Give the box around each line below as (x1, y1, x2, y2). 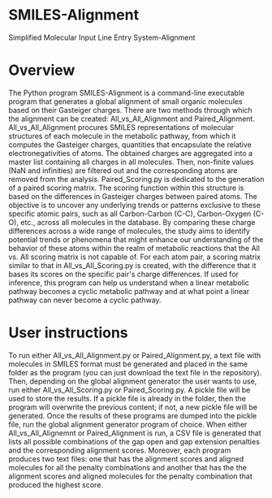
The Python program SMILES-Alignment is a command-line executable (8, 88, 245, 97)
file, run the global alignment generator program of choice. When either (8, 419, 248, 429)
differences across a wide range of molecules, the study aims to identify (8, 226, 250, 236)
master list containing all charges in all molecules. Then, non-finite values (8, 157, 254, 167)
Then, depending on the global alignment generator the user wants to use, (8, 376, 257, 386)
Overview (8, 61, 76, 80)
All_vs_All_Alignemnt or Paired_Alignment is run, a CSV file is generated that (8, 428, 261, 438)
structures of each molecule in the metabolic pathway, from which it (8, 131, 236, 141)
